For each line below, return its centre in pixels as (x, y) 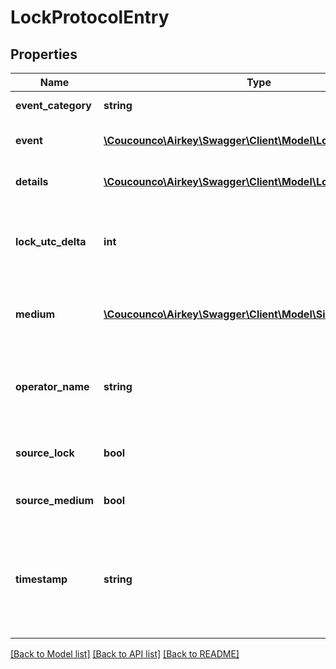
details (32, 181)
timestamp (41, 579)
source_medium (55, 500)
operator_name (52, 386)
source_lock (45, 453)
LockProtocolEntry (90, 17)
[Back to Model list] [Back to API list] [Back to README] (125, 654)
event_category (53, 105)
